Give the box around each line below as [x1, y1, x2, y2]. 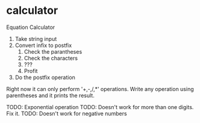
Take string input [14, 35, 57, 42]
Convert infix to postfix [14, 42, 72, 49]
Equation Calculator [6, 24, 55, 31]
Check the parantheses [23, 48, 83, 55]
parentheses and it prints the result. [6, 92, 95, 99]
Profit [23, 67, 38, 74]
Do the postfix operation [14, 74, 75, 81]
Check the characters [23, 54, 78, 61]
